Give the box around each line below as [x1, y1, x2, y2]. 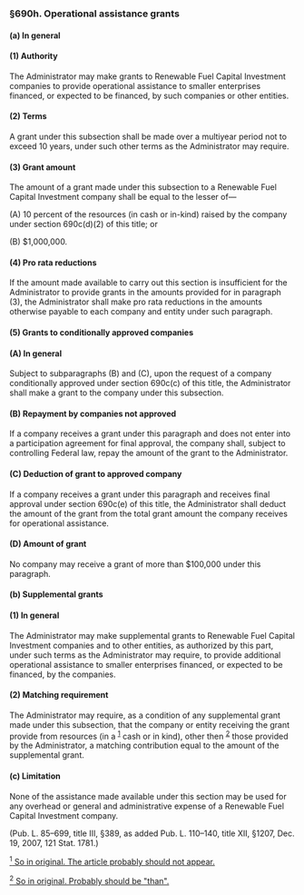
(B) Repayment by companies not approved [9, 408, 177, 419]
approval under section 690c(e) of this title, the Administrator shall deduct [9, 498, 287, 509]
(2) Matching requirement [9, 690, 109, 701]
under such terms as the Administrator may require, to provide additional [9, 649, 281, 661]
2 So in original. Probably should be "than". [9, 874, 170, 886]
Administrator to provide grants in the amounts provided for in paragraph [9, 287, 281, 298]
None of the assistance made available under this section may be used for [9, 791, 288, 801]
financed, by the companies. [9, 669, 116, 680]
